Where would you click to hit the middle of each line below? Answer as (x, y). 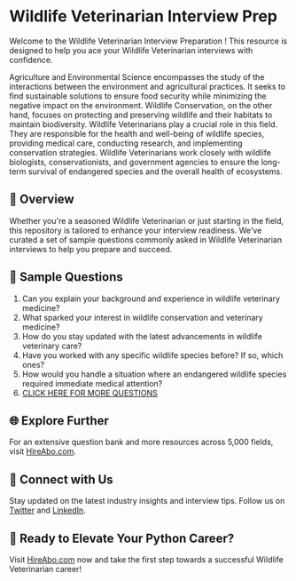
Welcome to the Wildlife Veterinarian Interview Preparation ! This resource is (148, 41)
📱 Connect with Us (61, 479)
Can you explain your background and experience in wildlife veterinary (151, 298)
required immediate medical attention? (92, 383)
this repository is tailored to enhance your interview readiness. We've (136, 230)
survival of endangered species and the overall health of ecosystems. (155, 171)
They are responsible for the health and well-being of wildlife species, (137, 133)
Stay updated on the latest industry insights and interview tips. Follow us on (147, 501)
